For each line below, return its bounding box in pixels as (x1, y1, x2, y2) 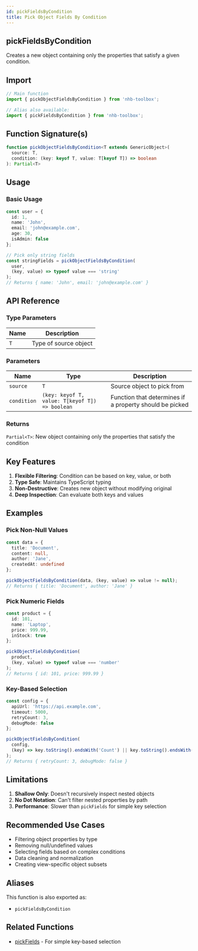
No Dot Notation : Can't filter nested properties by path (14, 797, 148, 804)
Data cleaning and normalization (14, 855, 94, 862)
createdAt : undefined (11, 561, 65, 568)
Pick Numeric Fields (6, 597, 65, 605)
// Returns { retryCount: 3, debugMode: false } (6, 758, 128, 764)
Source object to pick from (110, 382, 184, 390)
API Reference (6, 296, 60, 306)
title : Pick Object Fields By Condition (6, 14, 107, 20)
